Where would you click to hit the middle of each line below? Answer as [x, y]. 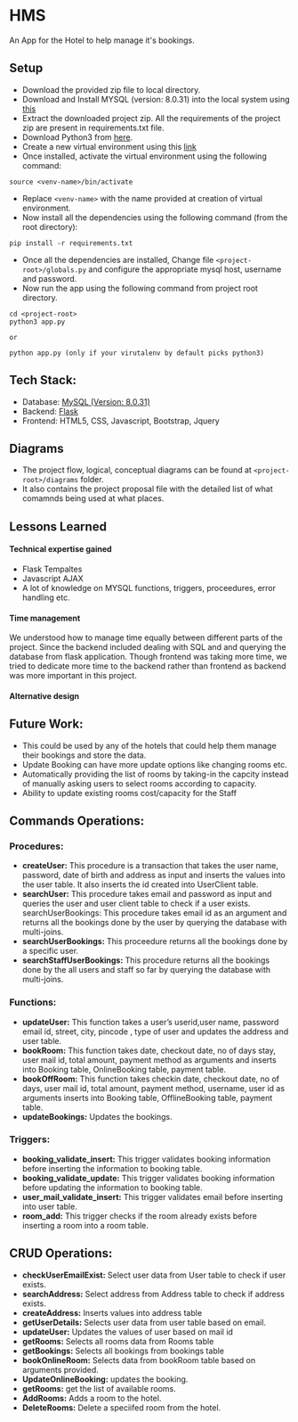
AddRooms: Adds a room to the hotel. [92, 1398]
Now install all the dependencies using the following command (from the [155, 217]
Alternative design [44, 695]
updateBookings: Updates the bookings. [97, 1116]
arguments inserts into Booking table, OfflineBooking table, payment [147, 1097]
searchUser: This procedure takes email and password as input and [147, 894]
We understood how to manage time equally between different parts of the [146, 637]
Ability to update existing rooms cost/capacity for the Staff [129, 793]
